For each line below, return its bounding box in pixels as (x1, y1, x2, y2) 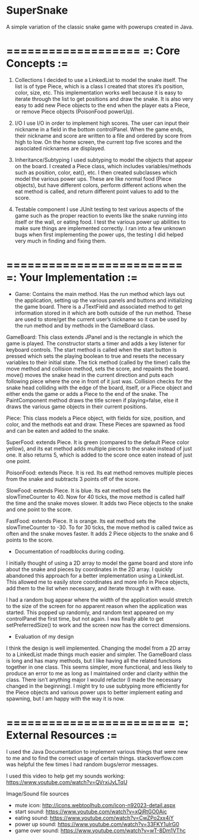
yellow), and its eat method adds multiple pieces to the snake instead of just (6, 445, 192, 452)
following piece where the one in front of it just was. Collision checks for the (6, 377, 192, 385)
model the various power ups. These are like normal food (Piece (14, 175, 172, 182)
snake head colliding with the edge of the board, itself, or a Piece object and (6, 384, 193, 391)
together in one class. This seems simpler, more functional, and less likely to (6, 663, 193, 671)
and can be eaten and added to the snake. (6, 427, 110, 434)
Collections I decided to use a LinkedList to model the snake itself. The (14, 76, 188, 83)
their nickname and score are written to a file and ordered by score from (14, 132, 192, 139)
